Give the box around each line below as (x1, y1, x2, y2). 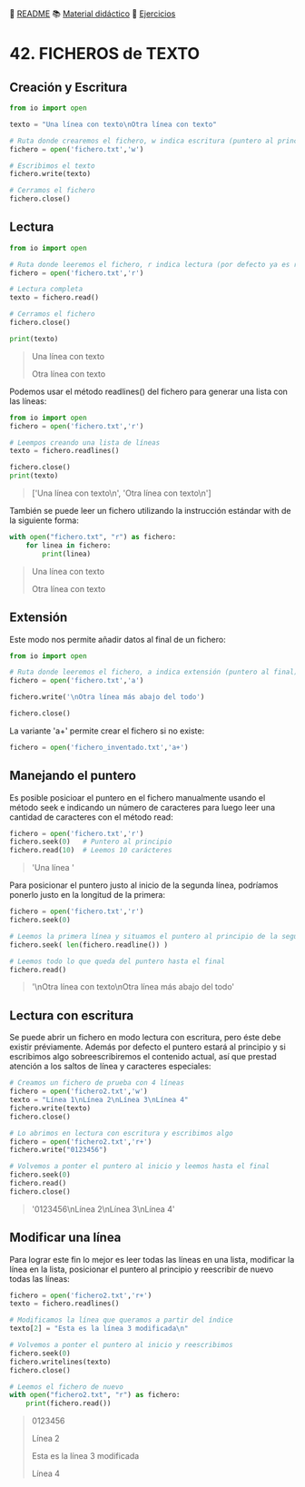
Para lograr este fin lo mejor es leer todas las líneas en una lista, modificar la (9, 1254, 295, 1265)
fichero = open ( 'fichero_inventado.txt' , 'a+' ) (9, 743, 189, 752)
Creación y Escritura (9, 79, 128, 94)
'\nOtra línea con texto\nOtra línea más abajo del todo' (31, 981, 235, 992)
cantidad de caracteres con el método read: (9, 812, 174, 822)
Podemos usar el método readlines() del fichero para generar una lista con (9, 386, 289, 397)
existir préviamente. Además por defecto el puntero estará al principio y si (9, 1041, 286, 1052)
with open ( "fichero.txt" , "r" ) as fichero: (9, 533, 177, 542)
